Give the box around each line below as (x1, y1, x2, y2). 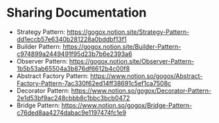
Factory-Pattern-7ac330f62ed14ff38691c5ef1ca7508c (16, 79, 171, 87)
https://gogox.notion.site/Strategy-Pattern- (67, 28, 190, 36)
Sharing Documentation (6, 5, 147, 21)
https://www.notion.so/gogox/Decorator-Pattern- (71, 86, 212, 95)
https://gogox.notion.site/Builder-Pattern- (62, 42, 182, 50)
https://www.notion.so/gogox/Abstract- (90, 71, 203, 80)
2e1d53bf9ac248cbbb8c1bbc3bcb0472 (16, 93, 130, 102)
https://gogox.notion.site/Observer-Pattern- (69, 57, 195, 65)
